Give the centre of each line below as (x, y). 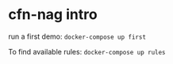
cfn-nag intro (53, 15)
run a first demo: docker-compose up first (77, 36)
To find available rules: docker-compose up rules (87, 51)
